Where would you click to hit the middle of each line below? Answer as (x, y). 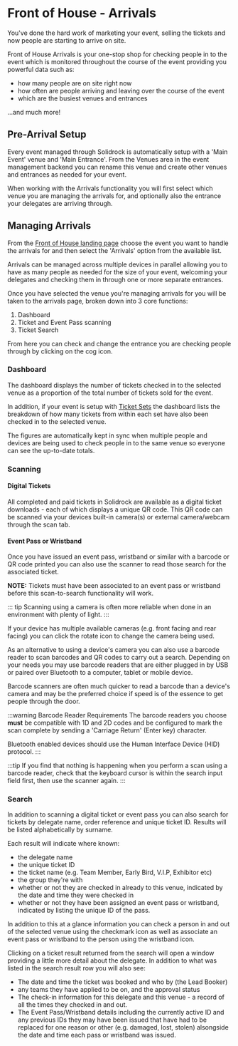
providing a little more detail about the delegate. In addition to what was (112, 960)
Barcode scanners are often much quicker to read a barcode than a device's (119, 686)
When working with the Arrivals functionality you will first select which (110, 188)
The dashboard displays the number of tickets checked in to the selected (114, 385)
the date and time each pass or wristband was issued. (97, 1035)
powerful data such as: (41, 69)
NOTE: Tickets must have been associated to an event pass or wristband (114, 586)
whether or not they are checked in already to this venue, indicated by (120, 888)
